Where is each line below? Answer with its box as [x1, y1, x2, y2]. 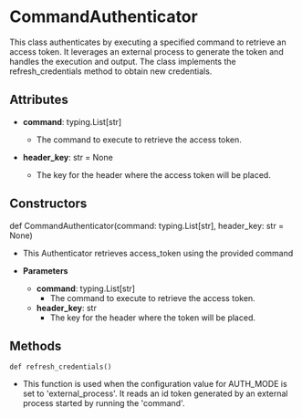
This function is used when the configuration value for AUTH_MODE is [22, 379, 287, 390]
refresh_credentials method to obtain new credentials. [9, 66, 213, 77]
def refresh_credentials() [9, 362, 112, 371]
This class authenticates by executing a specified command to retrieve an [9, 37, 287, 47]
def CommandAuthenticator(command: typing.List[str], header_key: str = [9, 220, 285, 231]
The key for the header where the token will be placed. [49, 312, 255, 323]
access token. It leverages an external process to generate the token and [9, 46, 285, 57]
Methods [9, 338, 62, 353]
